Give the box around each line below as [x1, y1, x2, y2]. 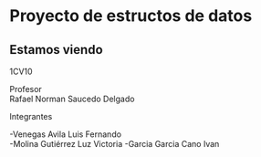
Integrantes [9, 111, 53, 121]
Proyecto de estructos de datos [9, 5, 253, 26]
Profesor [9, 84, 43, 94]
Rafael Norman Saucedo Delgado [9, 93, 135, 104]
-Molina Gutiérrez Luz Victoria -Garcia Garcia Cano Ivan [9, 139, 220, 149]
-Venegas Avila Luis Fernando [9, 129, 121, 140]
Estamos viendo [9, 42, 103, 58]
